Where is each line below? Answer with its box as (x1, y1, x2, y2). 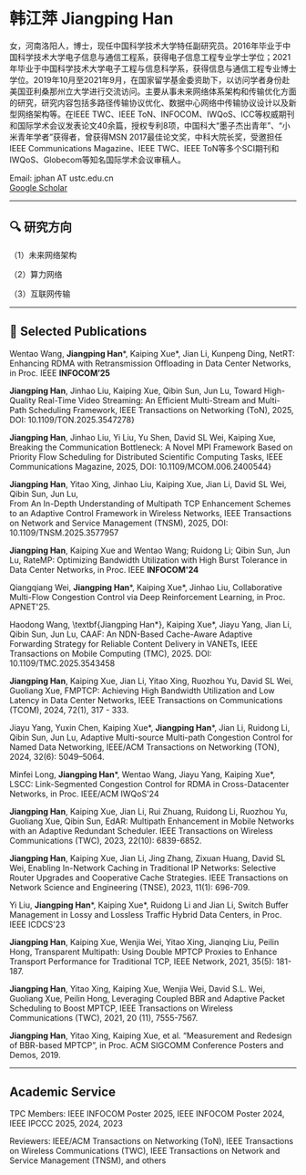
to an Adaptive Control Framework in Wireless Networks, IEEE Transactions (9, 507, 292, 518)
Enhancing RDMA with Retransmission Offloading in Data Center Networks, (9, 358, 291, 369)
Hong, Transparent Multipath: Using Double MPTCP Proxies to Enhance (9, 946, 278, 957)
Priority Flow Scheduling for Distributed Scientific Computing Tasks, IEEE (9, 451, 284, 462)
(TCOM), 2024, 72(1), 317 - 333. (9, 704, 129, 715)
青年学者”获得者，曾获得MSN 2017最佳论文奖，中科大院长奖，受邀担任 (16, 131, 283, 142)
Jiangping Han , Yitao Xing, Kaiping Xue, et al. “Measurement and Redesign (9, 1030, 292, 1041)
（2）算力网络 (9, 268, 63, 279)
